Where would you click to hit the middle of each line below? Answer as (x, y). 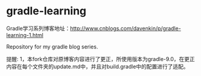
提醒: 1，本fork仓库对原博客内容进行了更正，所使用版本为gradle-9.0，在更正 (101, 59)
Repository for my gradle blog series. (52, 47)
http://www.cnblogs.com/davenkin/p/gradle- (126, 28)
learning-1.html (25, 35)
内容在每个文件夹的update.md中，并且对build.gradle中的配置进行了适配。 (97, 66)
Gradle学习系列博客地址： (38, 28)
